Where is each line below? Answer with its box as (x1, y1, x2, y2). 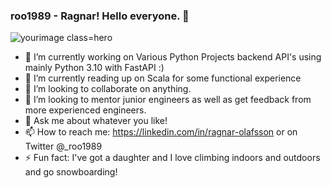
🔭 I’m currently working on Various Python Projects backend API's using (24, 51, 322, 63)
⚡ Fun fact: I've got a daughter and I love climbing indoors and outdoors (24, 152, 321, 164)
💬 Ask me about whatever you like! (24, 115, 168, 127)
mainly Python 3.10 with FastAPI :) (24, 62, 165, 74)
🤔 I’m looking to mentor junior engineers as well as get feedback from (24, 94, 312, 106)
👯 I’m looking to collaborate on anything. (24, 83, 192, 95)
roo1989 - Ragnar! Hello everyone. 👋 (10, 9, 190, 23)
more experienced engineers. (24, 104, 147, 116)
